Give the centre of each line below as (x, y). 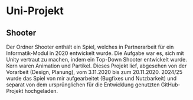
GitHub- (171, 85)
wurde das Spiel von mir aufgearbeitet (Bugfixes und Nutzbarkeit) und (91, 78)
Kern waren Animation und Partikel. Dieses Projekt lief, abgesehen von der (97, 66)
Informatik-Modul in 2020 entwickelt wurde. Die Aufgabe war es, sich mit (95, 53)
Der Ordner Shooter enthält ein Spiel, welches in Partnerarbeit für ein (90, 47)
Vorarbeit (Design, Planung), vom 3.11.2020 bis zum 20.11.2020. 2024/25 (94, 72)
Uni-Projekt (35, 11)
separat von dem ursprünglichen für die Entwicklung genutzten (83, 85)
